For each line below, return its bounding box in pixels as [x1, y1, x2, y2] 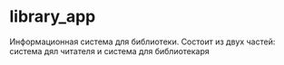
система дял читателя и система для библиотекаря [9, 45, 211, 56]
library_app [9, 6, 96, 27]
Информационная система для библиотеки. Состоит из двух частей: [9, 36, 276, 47]
